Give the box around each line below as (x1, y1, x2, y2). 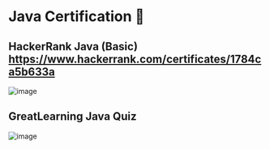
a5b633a (8, 65, 55, 79)
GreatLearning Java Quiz (8, 109, 137, 124)
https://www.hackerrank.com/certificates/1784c (8, 52, 262, 66)
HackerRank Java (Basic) (8, 40, 138, 53)
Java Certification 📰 (8, 7, 145, 26)
